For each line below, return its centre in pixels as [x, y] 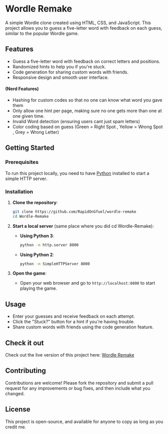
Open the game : [29, 273]
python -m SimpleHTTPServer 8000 [55, 264]
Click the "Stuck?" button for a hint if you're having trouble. [73, 322]
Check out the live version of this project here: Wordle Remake [70, 355]
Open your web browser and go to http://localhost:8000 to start [88, 283]
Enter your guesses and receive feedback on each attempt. [74, 316]
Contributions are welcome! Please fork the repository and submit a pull [79, 383]
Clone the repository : [35, 202]
